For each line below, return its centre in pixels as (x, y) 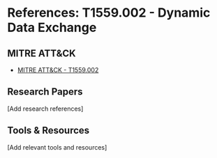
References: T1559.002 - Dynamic (109, 13)
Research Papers (45, 92)
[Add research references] (45, 109)
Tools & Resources (48, 131)
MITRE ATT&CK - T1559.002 (58, 70)
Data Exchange (52, 27)
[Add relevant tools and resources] (57, 147)
